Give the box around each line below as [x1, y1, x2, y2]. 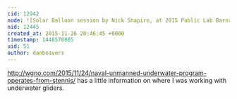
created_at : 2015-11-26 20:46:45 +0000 [7, 29, 125, 37]
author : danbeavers [7, 50, 65, 57]
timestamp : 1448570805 [7, 37, 74, 44]
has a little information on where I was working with [77, 76, 227, 84]
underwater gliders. [7, 84, 65, 92]
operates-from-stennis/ [7, 76, 76, 84]
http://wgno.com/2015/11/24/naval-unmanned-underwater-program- [7, 68, 207, 77]
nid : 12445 [7, 23, 39, 30]
